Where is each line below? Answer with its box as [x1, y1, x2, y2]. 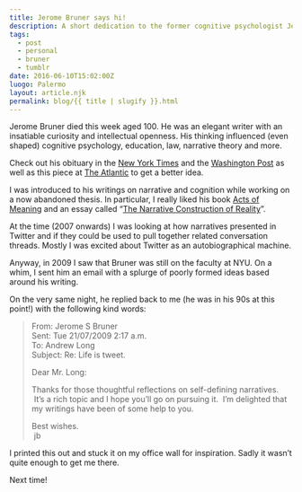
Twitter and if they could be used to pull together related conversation [9, 231, 268, 242]
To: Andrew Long [31, 340, 96, 351]
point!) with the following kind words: [9, 303, 147, 314]
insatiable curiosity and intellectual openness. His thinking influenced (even [9, 131, 289, 142]
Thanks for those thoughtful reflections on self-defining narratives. [31, 384, 280, 395]
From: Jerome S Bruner [31, 321, 119, 332]
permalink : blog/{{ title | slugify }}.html [9, 96, 179, 106]
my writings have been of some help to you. [31, 403, 194, 414]
